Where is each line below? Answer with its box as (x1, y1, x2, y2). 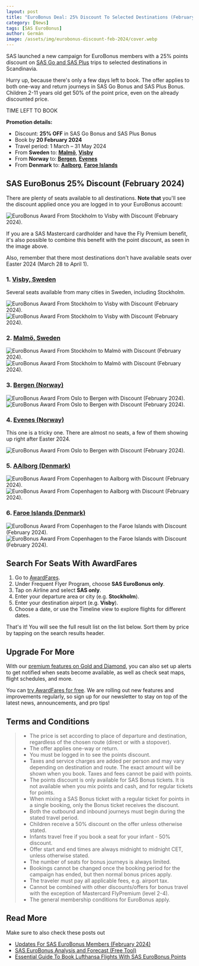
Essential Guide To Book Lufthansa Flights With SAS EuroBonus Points (14, 953, 187, 960)
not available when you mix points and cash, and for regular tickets (29, 783, 193, 790)
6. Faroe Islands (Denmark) (6, 509, 86, 517)
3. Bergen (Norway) (6, 381, 64, 389)
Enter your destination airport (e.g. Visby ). (14, 600, 118, 607)
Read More (6, 913, 47, 923)
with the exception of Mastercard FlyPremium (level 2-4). (29, 890, 169, 897)
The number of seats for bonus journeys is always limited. (29, 858, 171, 866)
